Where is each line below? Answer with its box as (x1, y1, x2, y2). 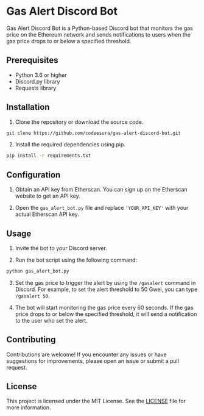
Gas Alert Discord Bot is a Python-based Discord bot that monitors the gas (6, 24, 193, 32)
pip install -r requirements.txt (6, 152, 91, 159)
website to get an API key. (15, 192, 81, 199)
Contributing (6, 334, 56, 345)
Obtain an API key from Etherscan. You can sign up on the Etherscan (15, 186, 188, 193)
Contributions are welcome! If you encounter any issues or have (6, 351, 167, 358)
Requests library (15, 84, 57, 91)
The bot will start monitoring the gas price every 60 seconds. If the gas (15, 304, 194, 311)
